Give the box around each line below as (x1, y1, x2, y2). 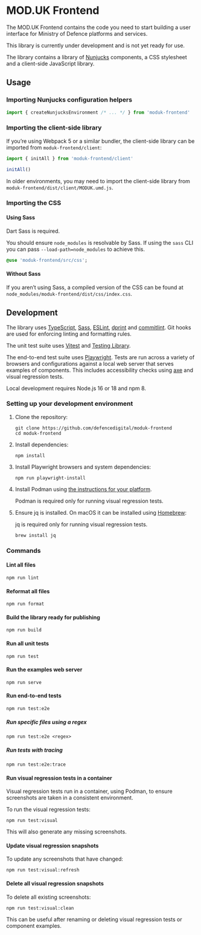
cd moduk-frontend (14, 430, 62, 436)
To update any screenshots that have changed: (6, 855, 124, 862)
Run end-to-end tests (6, 692, 62, 699)
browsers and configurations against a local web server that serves (6, 360, 174, 367)
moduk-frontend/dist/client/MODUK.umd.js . (6, 184, 113, 191)
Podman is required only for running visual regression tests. (14, 497, 164, 504)
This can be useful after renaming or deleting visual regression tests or (6, 916, 182, 923)
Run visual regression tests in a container (6, 774, 113, 781)
